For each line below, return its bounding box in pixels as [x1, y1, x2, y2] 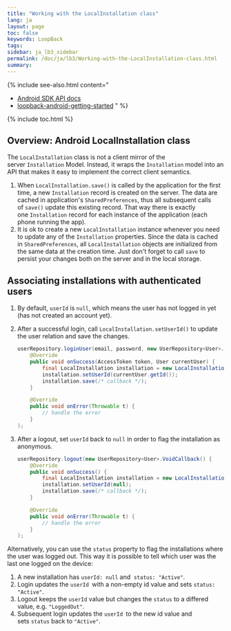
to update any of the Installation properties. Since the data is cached [17, 232, 219, 241]
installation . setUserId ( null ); [42, 482, 132, 488]
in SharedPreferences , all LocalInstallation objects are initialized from [17, 240, 218, 248]
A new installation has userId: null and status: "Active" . [17, 573, 185, 581]
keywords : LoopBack [7, 36, 63, 43]
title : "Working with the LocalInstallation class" [7, 10, 159, 17]
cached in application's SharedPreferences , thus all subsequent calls [17, 196, 212, 204]
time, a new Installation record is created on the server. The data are [17, 188, 218, 197]
